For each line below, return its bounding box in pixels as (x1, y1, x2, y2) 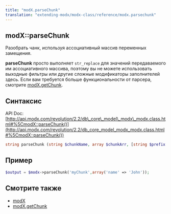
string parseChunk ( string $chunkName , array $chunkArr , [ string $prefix (5, 142, 166, 147)
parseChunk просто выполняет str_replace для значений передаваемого (5, 60, 166, 67)
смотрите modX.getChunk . (5, 82, 63, 88)
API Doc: (5, 111, 24, 117)
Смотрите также (5, 184, 62, 192)
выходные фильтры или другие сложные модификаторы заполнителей (5, 71, 160, 77)
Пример (5, 156, 33, 165)
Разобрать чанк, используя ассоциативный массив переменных (5, 45, 146, 51)
